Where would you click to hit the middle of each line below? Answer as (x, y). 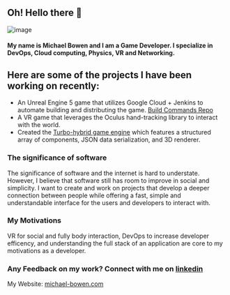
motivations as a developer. (47, 250)
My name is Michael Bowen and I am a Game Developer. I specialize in (110, 45)
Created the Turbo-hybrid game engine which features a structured (114, 133)
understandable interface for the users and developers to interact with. (109, 202)
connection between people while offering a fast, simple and (94, 195)
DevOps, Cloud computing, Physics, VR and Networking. (91, 53)
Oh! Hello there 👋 (45, 13)
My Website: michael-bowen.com (55, 284)
